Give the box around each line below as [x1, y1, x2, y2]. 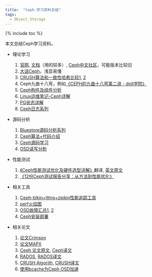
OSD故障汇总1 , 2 [19, 207, 54, 213]
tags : [5, 12, 16, 17]
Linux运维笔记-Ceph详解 [19, 93, 71, 99]
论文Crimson [19, 235, 46, 241]
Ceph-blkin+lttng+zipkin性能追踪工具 [19, 195, 96, 201]
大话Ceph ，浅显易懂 [19, 68, 62, 74]
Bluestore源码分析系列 [19, 127, 66, 133]
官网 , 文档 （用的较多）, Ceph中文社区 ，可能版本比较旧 [19, 62, 132, 68]
